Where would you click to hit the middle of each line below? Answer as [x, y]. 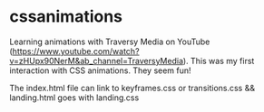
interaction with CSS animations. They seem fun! [101, 70]
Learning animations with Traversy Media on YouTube [110, 42]
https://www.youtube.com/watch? [76, 51]
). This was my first [219, 61]
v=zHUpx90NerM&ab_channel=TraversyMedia [97, 61]
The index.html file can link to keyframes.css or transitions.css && [132, 88]
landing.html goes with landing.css [74, 98]
